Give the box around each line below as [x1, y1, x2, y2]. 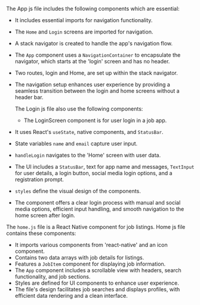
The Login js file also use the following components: [14, 105, 143, 112]
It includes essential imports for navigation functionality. [14, 17, 153, 23]
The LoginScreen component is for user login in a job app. [23, 117, 167, 124]
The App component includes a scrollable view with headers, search [14, 267, 182, 274]
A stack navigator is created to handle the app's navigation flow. [14, 40, 173, 47]
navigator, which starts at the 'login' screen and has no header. [14, 58, 170, 65]
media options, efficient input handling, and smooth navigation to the [14, 206, 184, 212]
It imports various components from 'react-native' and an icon [14, 242, 168, 248]
